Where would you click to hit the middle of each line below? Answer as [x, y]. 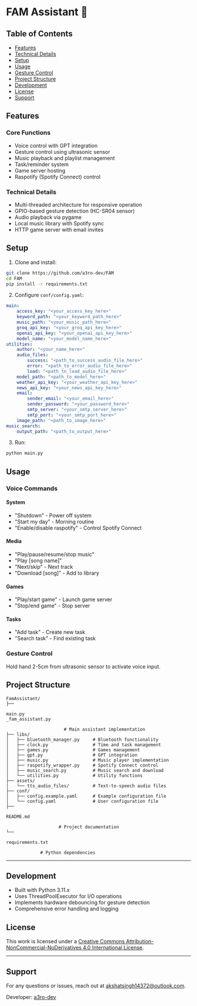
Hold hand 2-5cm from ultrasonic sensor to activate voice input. [84, 666]
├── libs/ [18, 734]
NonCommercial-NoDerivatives [44, 948]
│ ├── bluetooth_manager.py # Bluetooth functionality [82, 740]
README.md [18, 816]
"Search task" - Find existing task [55, 639]
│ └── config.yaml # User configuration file [82, 801]
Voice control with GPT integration [56, 146]
